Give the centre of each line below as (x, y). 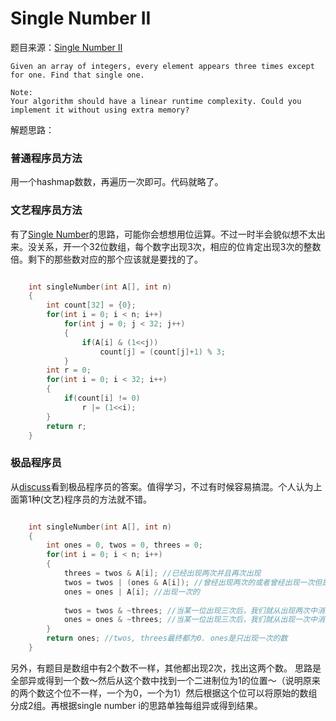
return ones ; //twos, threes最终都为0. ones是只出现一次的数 (167, 638)
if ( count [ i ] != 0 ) (102, 398)
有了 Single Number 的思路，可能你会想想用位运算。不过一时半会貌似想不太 (163, 234)
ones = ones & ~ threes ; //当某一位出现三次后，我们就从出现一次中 (190, 620)
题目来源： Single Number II (66, 47)
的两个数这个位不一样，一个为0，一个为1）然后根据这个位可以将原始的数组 (164, 693)
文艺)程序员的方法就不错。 (97, 499)
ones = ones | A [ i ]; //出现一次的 (131, 592)
